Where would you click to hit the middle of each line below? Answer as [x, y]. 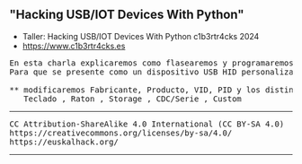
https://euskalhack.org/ [64, 142]
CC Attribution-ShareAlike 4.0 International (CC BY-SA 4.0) [147, 124]
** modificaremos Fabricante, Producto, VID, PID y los [135, 90]
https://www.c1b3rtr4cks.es [74, 46]
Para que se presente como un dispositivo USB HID [123, 72]
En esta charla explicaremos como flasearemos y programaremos [151, 63]
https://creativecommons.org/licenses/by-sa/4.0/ [121, 133]
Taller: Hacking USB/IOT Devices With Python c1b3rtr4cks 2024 [141, 36]
